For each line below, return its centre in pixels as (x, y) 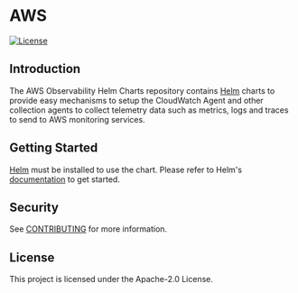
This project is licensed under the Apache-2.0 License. (112, 279)
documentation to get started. (65, 179)
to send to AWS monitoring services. (78, 119)
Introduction (45, 69)
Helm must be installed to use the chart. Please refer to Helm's (126, 169)
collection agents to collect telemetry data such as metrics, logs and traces (149, 110)
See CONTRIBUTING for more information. (88, 229)
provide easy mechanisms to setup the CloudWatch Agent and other (136, 100)
